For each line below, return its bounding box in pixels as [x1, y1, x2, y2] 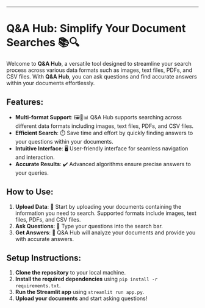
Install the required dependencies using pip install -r [15, 275, 158, 283]
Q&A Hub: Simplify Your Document [6, 22, 186, 35]
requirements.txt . [15, 282, 61, 289]
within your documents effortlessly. [6, 79, 95, 86]
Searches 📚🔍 [6, 36, 80, 49]
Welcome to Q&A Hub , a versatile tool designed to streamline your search [6, 60, 192, 67]
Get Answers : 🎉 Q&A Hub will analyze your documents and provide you [15, 229, 196, 236]
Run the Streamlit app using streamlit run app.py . [15, 289, 145, 296]
